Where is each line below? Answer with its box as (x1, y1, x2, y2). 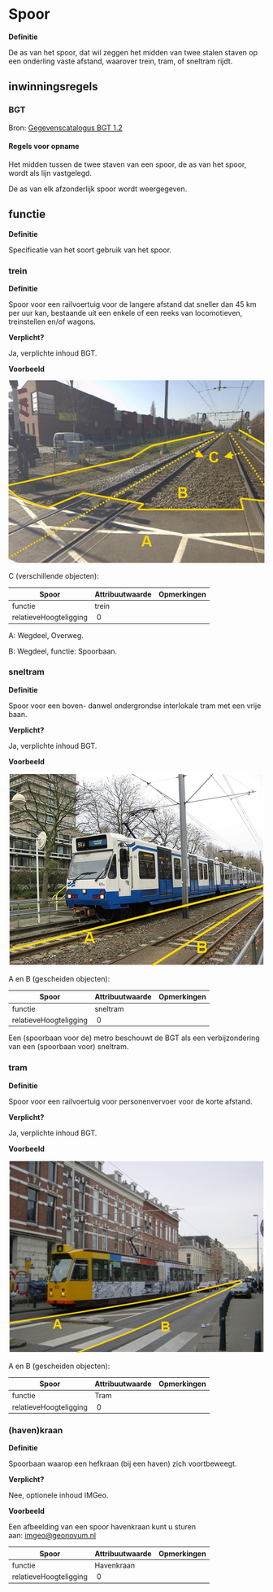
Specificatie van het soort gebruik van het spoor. (8, 245, 172, 255)
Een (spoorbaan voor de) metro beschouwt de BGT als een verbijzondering (8, 1033, 260, 1043)
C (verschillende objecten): (8, 571, 99, 581)
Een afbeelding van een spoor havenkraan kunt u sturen (8, 1522, 197, 1532)
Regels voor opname (8, 142, 80, 151)
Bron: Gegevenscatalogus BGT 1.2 (8, 123, 123, 133)
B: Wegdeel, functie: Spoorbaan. (8, 646, 118, 656)
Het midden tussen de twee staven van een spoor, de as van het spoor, (8, 160, 247, 169)
